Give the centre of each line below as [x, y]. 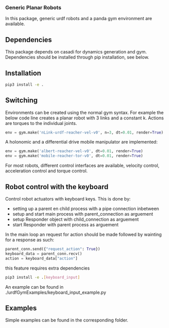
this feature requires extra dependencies [47, 268]
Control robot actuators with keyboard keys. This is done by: [68, 199]
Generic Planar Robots [33, 8]
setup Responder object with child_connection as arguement [76, 219]
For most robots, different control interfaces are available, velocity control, [82, 166]
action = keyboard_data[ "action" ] [42, 258]
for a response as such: [30, 240]
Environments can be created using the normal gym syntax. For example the [84, 112]
